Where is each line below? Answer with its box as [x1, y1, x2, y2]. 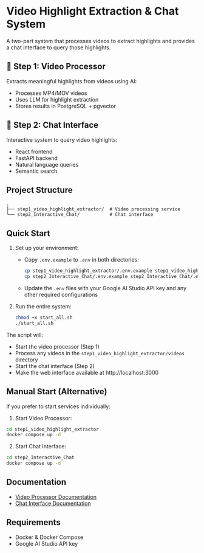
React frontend [15, 148, 53, 155]
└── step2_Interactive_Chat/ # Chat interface [6, 212, 154, 218]
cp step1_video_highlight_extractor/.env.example [24, 268, 153, 274]
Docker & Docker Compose [15, 534, 84, 541]
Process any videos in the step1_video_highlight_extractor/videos [15, 349, 185, 356]
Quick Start [6, 228, 50, 238]
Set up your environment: [15, 245, 79, 252]
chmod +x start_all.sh [15, 315, 73, 321]
